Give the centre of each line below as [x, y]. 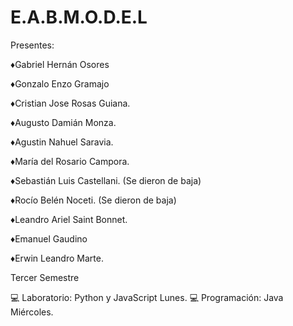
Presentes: [32, 45]
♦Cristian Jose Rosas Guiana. [70, 103]
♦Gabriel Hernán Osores [60, 64]
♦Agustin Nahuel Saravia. [62, 142]
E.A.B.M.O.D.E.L [79, 17]
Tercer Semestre [45, 277]
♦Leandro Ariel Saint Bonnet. [69, 219]
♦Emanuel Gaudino [49, 238]
